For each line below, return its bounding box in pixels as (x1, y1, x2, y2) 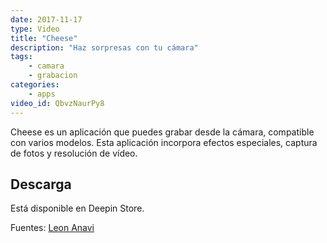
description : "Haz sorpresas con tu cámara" (10, 42, 199, 53)
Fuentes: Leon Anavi (10, 222, 95, 234)
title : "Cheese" (10, 33, 78, 43)
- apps (28, 89, 56, 99)
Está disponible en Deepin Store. (10, 202, 145, 215)
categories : (10, 80, 60, 90)
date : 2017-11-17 (10, 14, 83, 25)
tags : (10, 52, 33, 62)
